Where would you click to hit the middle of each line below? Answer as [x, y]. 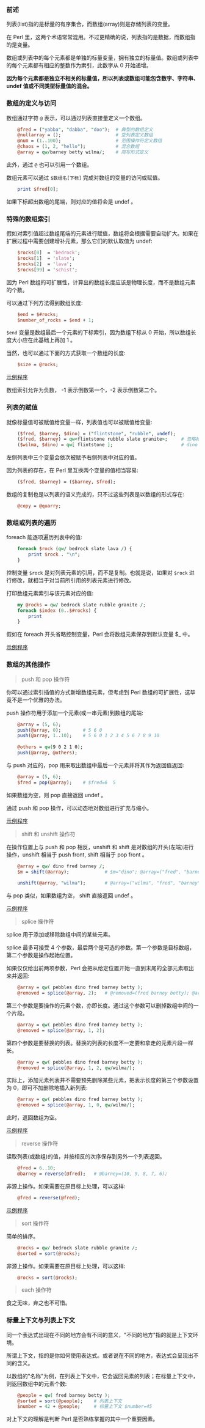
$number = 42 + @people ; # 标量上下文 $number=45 [85, 1407]
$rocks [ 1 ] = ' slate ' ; [46, 259]
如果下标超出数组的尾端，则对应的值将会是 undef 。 [71, 201]
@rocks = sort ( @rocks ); [48, 1278]
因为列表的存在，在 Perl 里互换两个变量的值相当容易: [72, 470]
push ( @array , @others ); [48, 753]
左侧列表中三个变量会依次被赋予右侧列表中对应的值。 [73, 457]
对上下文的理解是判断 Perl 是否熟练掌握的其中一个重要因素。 [82, 1419]
